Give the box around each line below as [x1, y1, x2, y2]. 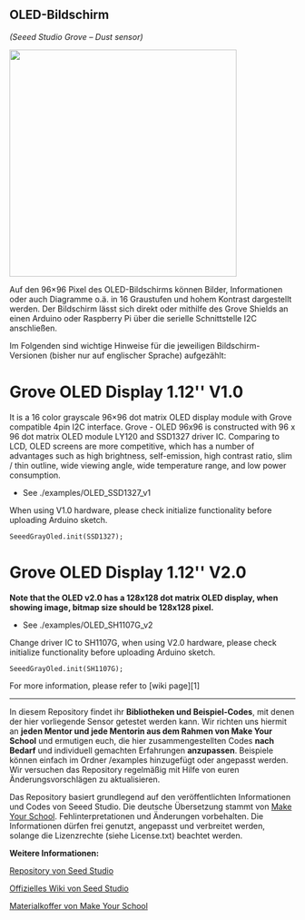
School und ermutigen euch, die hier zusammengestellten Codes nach [9, 735, 275, 746]
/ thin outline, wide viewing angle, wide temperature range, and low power [9, 460, 287, 470]
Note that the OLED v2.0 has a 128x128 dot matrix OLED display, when [9, 592, 279, 603]
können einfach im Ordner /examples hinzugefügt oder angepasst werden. [9, 754, 289, 766]
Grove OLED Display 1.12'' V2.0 [9, 562, 247, 582]
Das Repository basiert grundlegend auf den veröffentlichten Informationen [9, 791, 291, 802]
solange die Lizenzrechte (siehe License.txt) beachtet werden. [9, 830, 243, 841]
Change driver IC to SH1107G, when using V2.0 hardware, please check [9, 637, 277, 648]
